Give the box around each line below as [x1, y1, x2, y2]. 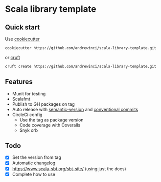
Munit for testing [12, 91, 46, 96]
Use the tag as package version [19, 117, 84, 122]
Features [5, 78, 33, 86]
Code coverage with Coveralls [19, 122, 81, 128]
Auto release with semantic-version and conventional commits [12, 106, 138, 112]
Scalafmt [12, 96, 31, 102]
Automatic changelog [12, 160, 56, 166]
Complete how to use [12, 171, 55, 177]
